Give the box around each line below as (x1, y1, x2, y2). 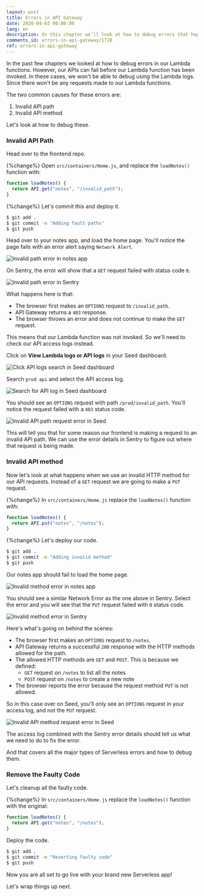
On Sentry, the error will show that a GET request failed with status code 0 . (6, 267, 191, 274)
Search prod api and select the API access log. (6, 376, 124, 383)
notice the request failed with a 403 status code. (6, 406, 126, 413)
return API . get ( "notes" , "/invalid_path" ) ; (12, 186, 123, 192)
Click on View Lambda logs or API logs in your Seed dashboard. (6, 352, 168, 359)
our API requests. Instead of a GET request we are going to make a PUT (6, 478, 181, 485)
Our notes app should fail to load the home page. (6, 571, 129, 578)
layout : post (6, 9, 39, 15)
